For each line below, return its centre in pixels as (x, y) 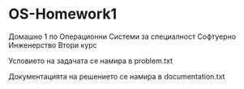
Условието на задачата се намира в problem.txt (90, 61)
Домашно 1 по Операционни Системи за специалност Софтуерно (122, 36)
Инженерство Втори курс (53, 44)
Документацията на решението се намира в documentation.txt (117, 76)
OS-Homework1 (63, 14)
